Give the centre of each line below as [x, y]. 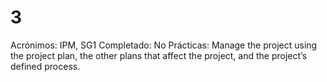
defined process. [45, 66]
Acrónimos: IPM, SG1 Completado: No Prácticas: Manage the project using [164, 45]
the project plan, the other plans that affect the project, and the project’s [159, 55]
